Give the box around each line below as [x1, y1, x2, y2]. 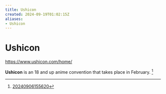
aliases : [5, 16, 23, 21]
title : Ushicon [5, 7, 37, 12]
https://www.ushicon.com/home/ [5, 59, 73, 65]
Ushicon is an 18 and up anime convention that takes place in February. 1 [5, 68, 153, 75]
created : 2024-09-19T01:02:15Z [5, 12, 70, 17]
